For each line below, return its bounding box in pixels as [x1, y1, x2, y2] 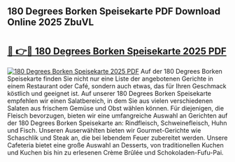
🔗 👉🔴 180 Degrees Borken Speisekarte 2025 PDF [7, 45, 227, 57]
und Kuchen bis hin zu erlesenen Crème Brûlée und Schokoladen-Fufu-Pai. [7, 149, 224, 156]
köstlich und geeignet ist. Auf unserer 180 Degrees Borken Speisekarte [7, 90, 212, 97]
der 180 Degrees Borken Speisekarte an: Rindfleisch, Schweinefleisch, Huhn [7, 119, 227, 127]
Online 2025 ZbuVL [7, 17, 94, 29]
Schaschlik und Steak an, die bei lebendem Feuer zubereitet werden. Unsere [7, 133, 228, 142]
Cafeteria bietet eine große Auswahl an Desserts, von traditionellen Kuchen [7, 141, 224, 149]
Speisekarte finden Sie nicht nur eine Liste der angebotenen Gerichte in [7, 74, 213, 83]
